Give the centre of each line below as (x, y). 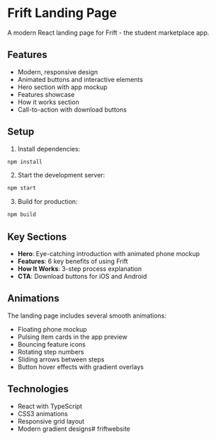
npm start (22, 188)
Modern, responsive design (57, 71)
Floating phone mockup (52, 329)
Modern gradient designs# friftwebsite (74, 429)
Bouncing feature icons (52, 344)
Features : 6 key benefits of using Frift (73, 261)
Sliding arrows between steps (61, 359)
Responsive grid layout (51, 421)
